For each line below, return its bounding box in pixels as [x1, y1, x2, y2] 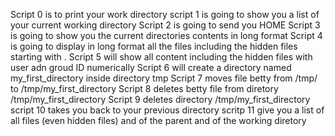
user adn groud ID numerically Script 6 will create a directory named [10, 62, 292, 73]
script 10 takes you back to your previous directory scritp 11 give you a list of [10, 104, 325, 116]
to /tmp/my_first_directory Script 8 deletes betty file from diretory [10, 83, 279, 94]
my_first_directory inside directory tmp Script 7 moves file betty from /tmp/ [10, 72, 318, 84]
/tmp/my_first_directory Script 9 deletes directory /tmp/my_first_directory [10, 94, 311, 105]
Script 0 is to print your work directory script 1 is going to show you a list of [10, 9, 320, 20]
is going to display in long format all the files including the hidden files [10, 40, 298, 52]
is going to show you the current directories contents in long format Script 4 [10, 30, 323, 41]
